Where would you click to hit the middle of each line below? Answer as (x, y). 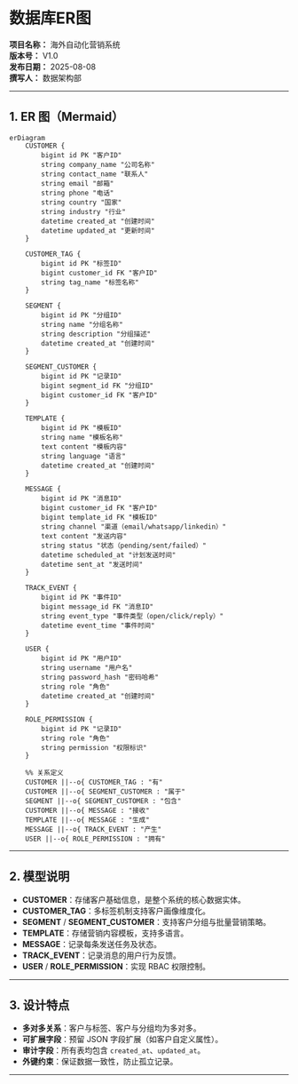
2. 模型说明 (39, 877)
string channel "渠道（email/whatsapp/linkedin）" (134, 526)
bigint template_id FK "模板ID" (99, 517)
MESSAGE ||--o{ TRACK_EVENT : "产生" (94, 829)
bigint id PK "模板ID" (82, 427)
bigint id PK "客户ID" (82, 155)
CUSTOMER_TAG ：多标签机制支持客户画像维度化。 (116, 911)
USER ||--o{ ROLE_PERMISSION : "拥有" (95, 839)
